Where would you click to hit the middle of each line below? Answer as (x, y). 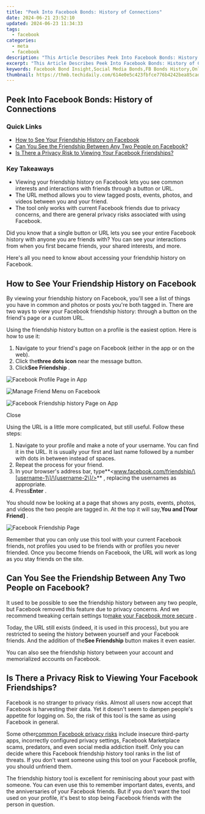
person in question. (31, 804)
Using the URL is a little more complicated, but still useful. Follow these (95, 427)
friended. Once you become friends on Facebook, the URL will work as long (102, 552)
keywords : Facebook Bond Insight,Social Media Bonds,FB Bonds (87, 69)
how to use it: (23, 336)
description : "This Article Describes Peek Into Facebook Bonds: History (102, 58)
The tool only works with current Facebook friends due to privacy (97, 208)
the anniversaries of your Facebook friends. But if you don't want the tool (98, 791)
